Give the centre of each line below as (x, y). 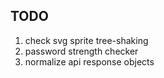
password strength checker (81, 51)
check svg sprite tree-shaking (86, 40)
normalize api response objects (89, 61)
